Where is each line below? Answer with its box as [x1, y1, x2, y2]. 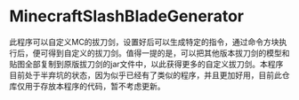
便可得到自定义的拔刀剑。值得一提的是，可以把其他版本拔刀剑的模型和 [32, 47, 290, 58]
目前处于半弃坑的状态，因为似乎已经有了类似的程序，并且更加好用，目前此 [9, 69, 282, 81]
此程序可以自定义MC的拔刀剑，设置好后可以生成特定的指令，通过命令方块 [9, 36, 279, 47]
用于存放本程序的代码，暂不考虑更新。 [24, 81, 166, 91]
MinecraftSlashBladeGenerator [9, 6, 245, 27]
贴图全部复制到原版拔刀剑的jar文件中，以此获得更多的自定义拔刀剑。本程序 [9, 58, 284, 69]
